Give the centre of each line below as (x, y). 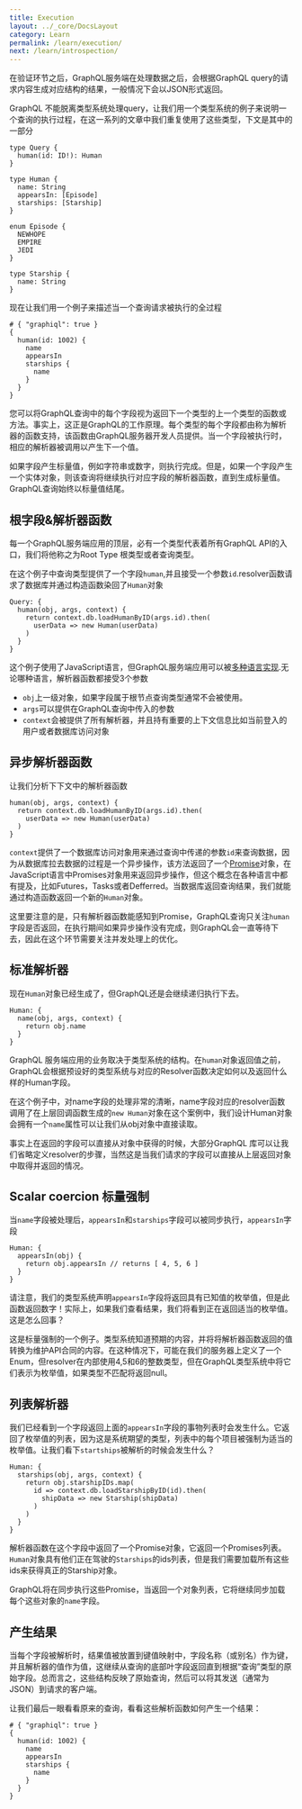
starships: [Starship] (60, 204)
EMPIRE (30, 243)
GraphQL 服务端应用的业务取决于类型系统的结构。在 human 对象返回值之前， (147, 1060)
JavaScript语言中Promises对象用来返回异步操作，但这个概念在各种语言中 (145, 874)
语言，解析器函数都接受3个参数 (90, 678)
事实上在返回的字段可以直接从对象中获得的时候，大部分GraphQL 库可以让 (145, 1143)
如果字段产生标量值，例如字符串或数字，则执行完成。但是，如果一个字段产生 (151, 466)
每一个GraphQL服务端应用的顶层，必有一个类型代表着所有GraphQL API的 (145, 543)
